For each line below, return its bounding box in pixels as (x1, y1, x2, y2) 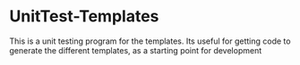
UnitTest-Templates (9, 6, 159, 27)
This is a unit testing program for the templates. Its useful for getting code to (9, 36, 291, 46)
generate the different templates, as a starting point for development (9, 45, 262, 55)
